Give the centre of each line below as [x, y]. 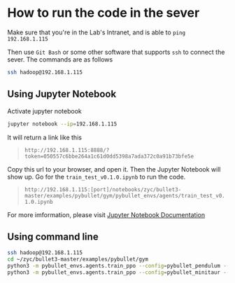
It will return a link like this [45, 137]
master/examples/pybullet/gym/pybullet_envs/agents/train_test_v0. [124, 195]
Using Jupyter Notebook [62, 94]
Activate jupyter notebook [45, 111]
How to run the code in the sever [104, 13]
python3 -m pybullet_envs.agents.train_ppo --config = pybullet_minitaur [114, 272]
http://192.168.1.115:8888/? [67, 150]
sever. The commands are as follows [60, 59]
